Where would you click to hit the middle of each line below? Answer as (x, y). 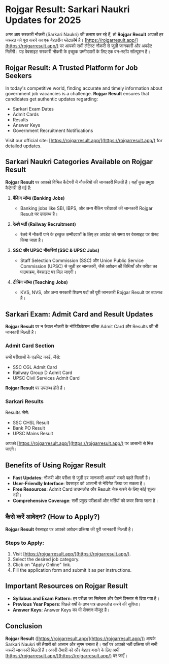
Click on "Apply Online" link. (42, 565)
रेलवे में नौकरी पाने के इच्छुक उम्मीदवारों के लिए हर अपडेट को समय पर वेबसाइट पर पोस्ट (89, 234)
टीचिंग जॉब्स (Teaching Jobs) (40, 282)
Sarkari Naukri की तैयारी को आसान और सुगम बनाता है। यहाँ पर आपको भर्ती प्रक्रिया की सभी (81, 644)
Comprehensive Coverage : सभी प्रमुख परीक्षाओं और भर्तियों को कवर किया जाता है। (85, 500)
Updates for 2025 (43, 20)
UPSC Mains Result (33, 433)
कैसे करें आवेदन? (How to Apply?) (53, 517)
